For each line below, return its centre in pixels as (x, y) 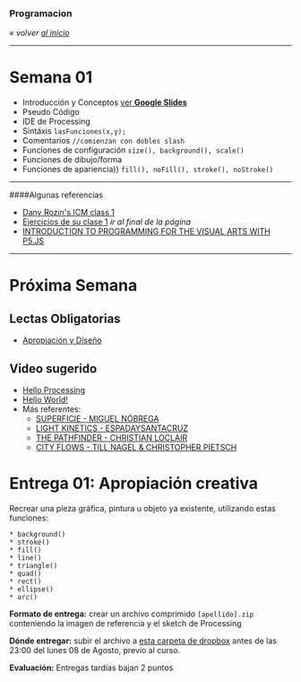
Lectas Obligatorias (65, 318)
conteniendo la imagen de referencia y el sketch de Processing (125, 623)
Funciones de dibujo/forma (72, 160)
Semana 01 (51, 78)
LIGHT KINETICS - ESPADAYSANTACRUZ (112, 428)
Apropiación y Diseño (62, 340)
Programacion (41, 13)
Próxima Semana (73, 286)
